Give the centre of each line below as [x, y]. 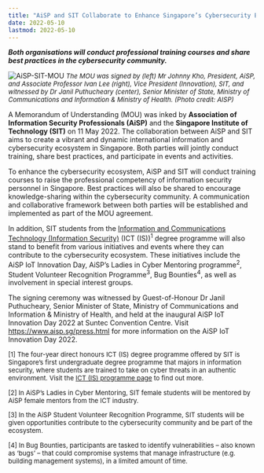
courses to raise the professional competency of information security [120, 180]
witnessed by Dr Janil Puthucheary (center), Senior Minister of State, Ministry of [129, 92]
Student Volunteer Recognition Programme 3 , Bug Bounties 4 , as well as [123, 273]
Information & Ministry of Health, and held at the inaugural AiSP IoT [117, 314]
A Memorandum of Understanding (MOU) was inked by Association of [123, 115]
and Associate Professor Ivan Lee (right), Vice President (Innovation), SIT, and [126, 84]
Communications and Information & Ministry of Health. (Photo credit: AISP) [121, 100]
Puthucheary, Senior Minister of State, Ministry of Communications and [123, 306]
